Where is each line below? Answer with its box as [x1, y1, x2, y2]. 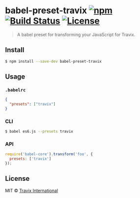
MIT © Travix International [5, 187, 58, 194]
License [5, 174, 30, 183]
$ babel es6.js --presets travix [5, 129, 73, 134]
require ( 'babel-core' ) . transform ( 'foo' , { [5, 152, 93, 157]
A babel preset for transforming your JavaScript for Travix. [17, 31, 136, 37]
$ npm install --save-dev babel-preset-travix [5, 59, 102, 64]
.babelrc [5, 87, 26, 93]
